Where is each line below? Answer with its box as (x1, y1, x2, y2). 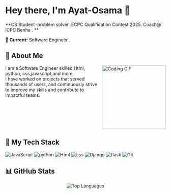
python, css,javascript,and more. (5, 70, 74, 76)
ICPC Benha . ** (5, 26, 39, 33)
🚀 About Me (5, 51, 43, 60)
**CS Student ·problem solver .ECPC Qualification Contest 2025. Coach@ (5, 21, 161, 27)
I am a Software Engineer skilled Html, (5, 65, 85, 71)
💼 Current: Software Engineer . (5, 37, 70, 43)
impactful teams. (5, 92, 41, 98)
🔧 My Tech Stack (5, 138, 60, 147)
